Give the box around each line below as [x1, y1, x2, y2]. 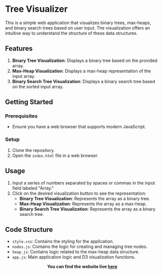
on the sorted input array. [12, 84, 64, 90]
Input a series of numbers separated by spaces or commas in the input [12, 180, 155, 185]
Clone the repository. [12, 147, 55, 153]
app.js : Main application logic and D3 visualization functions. [12, 254, 136, 260]
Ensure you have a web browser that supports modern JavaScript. [12, 124, 146, 130]
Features [5, 44, 33, 53]
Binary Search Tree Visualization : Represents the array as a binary [19, 206, 156, 212]
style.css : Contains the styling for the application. [12, 239, 114, 244]
